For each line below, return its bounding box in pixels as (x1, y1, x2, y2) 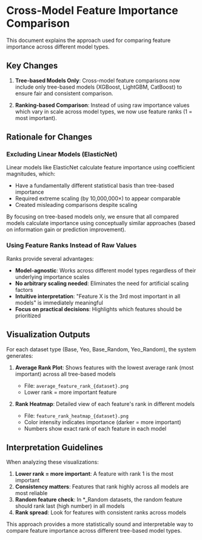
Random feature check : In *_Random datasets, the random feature (15, 496, 183, 504)
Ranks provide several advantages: (6, 255, 94, 262)
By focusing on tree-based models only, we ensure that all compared (6, 213, 179, 220)
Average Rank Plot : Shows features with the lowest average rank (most (15, 363, 194, 371)
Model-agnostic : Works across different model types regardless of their (15, 266, 196, 274)
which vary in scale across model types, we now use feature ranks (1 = (15, 107, 193, 115)
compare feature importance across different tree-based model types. (6, 527, 182, 535)
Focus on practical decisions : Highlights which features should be (15, 305, 182, 312)
